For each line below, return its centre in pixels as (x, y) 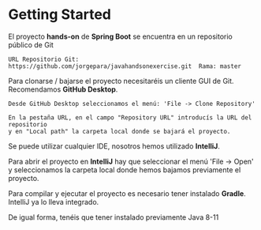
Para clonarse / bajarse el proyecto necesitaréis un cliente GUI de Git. (121, 81)
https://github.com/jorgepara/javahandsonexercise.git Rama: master (125, 66)
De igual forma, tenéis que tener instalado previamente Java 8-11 (114, 217)
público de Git (31, 44)
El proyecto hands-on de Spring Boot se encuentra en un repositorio (120, 36)
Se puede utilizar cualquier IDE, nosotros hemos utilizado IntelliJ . (114, 146)
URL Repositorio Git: (44, 59)
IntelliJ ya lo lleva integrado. (54, 202)
